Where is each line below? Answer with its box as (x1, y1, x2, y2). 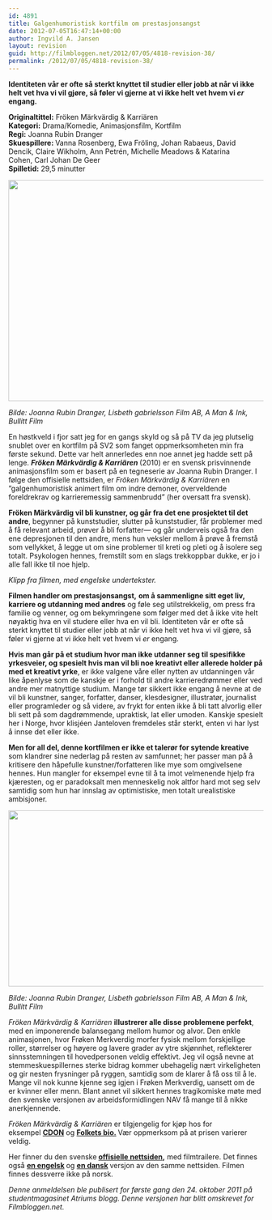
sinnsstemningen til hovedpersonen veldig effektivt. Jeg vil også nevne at (8, 1052, 254, 1061)
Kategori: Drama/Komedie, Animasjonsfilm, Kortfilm (8, 121, 181, 130)
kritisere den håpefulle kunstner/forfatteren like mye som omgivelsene (8, 759, 243, 769)
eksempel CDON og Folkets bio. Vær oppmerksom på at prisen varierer (8, 1127, 248, 1137)
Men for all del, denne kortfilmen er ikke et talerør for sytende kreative (8, 742, 249, 752)
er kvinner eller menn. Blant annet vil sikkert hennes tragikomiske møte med (8, 1086, 261, 1095)
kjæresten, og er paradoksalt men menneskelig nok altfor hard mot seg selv (8, 776, 261, 786)
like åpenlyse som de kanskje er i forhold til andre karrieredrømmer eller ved (8, 675, 263, 685)
